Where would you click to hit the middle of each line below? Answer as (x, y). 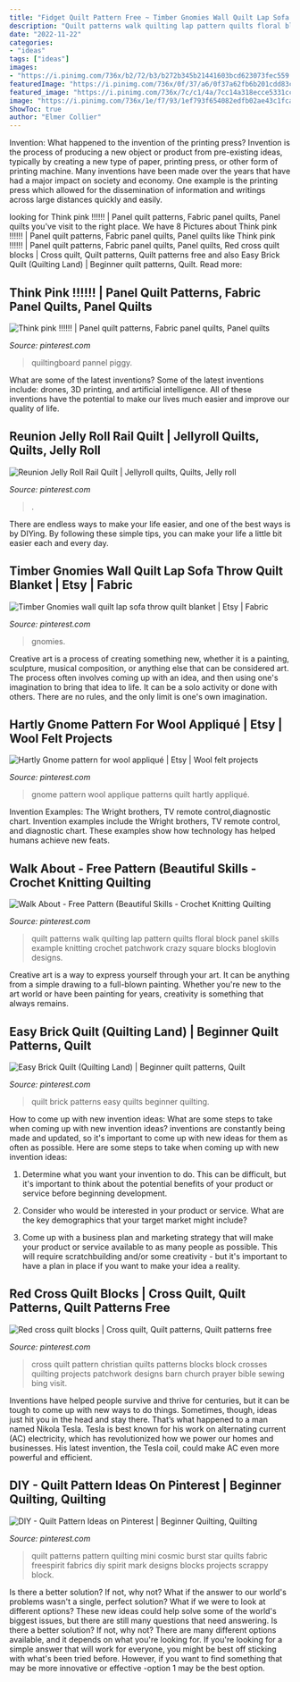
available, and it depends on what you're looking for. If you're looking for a (146, 1639)
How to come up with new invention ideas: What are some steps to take (141, 1119)
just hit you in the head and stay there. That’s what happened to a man (138, 1419)
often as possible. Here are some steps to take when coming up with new (144, 1148)
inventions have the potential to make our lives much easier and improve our (150, 399)
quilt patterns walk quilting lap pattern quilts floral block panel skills (155, 938)
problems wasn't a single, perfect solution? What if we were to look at (137, 1602)
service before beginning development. (95, 1193)
